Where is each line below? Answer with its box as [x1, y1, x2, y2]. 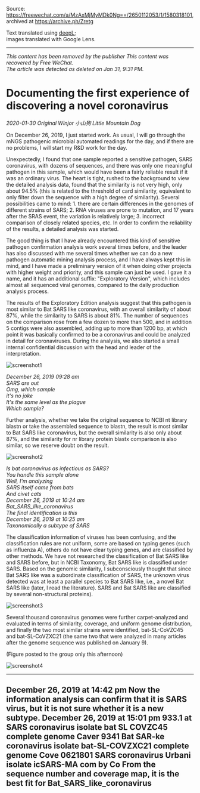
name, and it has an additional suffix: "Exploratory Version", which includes [6, 274, 190, 282]
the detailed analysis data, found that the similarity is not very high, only [6, 181, 183, 188]
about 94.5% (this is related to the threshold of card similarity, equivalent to [6, 187, 192, 195]
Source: [6, 5, 26, 12]
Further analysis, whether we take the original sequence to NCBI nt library [6, 416, 187, 423]
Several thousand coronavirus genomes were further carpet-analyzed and [6, 613, 189, 621]
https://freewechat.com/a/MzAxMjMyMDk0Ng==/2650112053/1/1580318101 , [6, 11, 194, 18]
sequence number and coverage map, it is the [6, 769, 180, 779]
